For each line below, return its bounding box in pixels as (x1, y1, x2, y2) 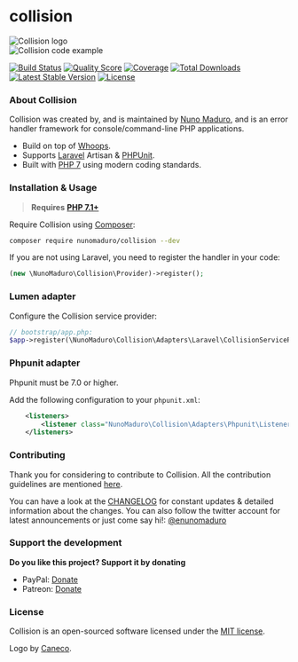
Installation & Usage (9, 182, 98, 194)
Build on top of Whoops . (21, 140, 111, 152)
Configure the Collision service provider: (9, 311, 158, 321)
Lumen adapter (9, 290, 77, 303)
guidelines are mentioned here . (9, 478, 123, 489)
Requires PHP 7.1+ (30, 201, 99, 212)
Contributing (9, 449, 66, 461)
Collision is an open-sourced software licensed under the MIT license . (9, 626, 266, 636)
